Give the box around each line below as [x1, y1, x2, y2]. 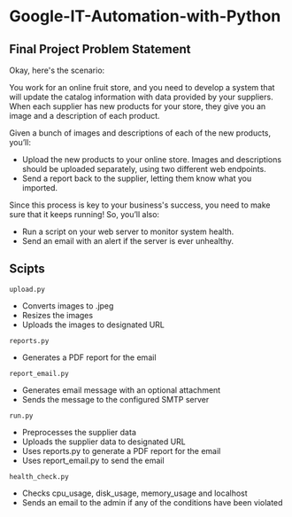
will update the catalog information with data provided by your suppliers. [9, 91, 273, 102]
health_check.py [9, 472, 69, 481]
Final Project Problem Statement [9, 42, 191, 57]
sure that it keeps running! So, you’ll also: [9, 209, 160, 219]
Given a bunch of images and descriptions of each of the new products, [9, 128, 272, 138]
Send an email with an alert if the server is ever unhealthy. [21, 236, 234, 246]
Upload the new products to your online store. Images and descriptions [21, 154, 281, 165]
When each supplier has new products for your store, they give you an [9, 101, 266, 112]
